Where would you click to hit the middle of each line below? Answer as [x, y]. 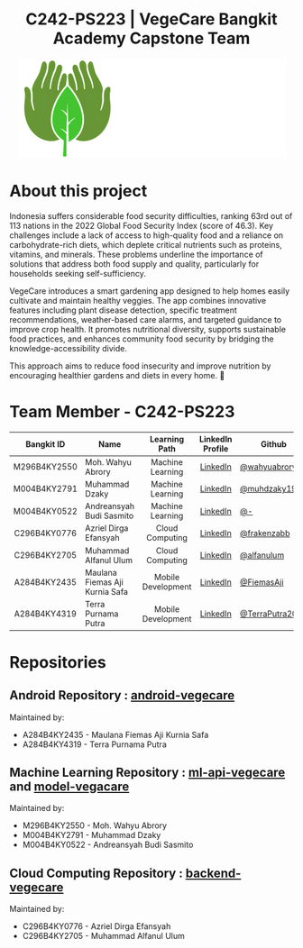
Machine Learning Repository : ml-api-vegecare [147, 772]
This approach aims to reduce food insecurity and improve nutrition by [140, 366]
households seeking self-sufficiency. [78, 273]
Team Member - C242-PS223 [122, 412]
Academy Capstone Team [151, 38]
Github [273, 444]
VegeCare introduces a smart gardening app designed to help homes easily [150, 291]
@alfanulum [262, 555]
